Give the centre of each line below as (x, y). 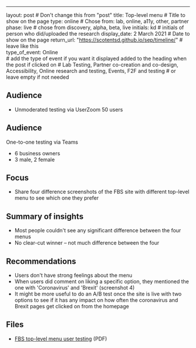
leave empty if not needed (38, 77)
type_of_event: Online (32, 52)
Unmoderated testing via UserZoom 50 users (69, 109)
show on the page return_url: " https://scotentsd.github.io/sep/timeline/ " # (94, 40)
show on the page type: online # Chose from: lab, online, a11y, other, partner (98, 21)
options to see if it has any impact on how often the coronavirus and (96, 300)
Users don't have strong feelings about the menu (73, 276)
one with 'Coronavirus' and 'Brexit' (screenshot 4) (75, 288)
